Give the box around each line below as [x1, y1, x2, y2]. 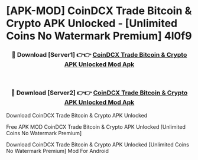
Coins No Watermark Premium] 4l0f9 [6, 30, 192, 43]
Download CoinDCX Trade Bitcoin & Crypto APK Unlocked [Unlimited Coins [6, 141, 189, 148]
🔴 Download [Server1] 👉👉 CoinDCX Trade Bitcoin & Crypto [11, 51, 187, 59]
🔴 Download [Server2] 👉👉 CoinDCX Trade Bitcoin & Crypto [11, 89, 188, 97]
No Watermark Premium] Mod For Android [6, 147, 109, 154]
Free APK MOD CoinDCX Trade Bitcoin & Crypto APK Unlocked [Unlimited [6, 123, 186, 130]
